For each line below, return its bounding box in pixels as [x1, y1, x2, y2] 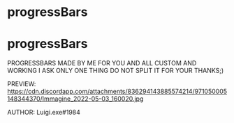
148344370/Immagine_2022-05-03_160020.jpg [7, 95, 144, 103]
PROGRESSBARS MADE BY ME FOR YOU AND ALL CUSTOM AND [7, 59, 197, 67]
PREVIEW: [7, 80, 36, 88]
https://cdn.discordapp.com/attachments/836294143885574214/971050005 [7, 88, 228, 96]
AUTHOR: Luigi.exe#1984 [7, 108, 80, 117]
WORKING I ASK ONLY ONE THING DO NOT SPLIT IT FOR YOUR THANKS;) [7, 67, 224, 75]
